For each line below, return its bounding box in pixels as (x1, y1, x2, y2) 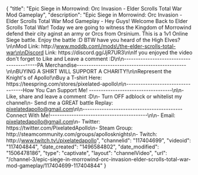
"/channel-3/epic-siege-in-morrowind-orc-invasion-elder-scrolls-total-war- (6, 156, 191, 163)
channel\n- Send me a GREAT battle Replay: (6, 99, 113, 106)
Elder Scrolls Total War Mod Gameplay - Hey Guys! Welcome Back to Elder (6, 18, 188, 24)
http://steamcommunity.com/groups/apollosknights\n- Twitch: (6, 131, 158, 138)
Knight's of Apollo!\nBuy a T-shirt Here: (6, 74, 102, 81)
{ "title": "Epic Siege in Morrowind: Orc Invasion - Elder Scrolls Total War (6, 5, 182, 12)
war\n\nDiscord (6, 49, 44, 56)
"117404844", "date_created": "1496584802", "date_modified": (6, 143, 160, 150)
